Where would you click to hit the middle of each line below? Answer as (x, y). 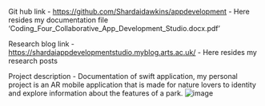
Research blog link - (41, 44)
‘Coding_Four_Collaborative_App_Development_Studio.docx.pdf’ (114, 28)
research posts (33, 61)
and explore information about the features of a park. (96, 93)
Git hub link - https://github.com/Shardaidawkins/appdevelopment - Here (129, 12)
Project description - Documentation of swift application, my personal (123, 76)
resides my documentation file (58, 20)
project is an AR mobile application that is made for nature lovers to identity (132, 84)
